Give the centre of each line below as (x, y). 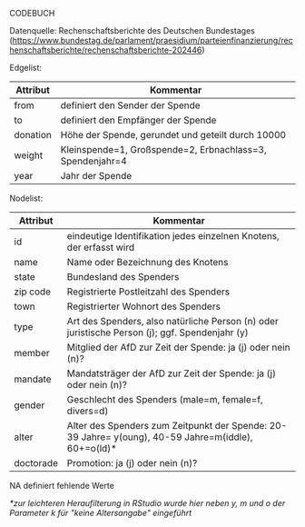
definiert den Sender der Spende (131, 105)
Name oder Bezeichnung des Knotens (148, 262)
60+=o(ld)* (92, 448)
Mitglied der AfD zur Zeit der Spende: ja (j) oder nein (178, 347)
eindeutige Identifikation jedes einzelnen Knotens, (173, 236)
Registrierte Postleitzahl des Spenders (148, 292)
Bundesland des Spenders (123, 277)
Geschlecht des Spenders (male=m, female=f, (165, 399)
